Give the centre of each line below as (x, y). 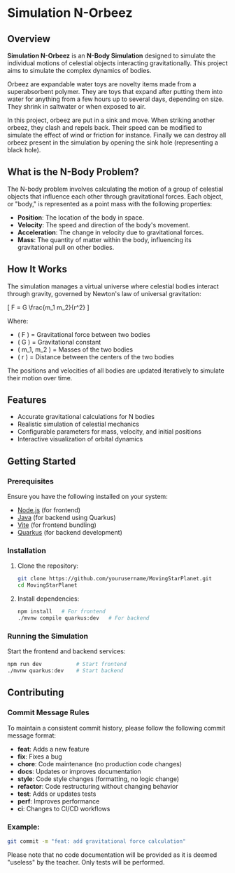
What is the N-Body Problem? (73, 172)
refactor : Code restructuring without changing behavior (98, 786)
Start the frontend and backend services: (66, 651)
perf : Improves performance (58, 801)
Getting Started (42, 461)
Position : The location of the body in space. (81, 217)
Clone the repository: (48, 566)
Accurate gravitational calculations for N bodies (86, 417)
